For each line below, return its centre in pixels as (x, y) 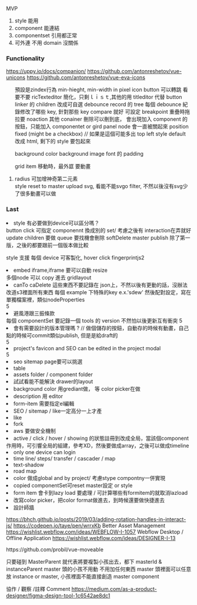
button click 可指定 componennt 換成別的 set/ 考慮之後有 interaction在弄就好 (98, 230)
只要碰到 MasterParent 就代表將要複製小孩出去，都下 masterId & (84, 561)
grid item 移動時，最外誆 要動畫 (53, 166)
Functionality (26, 58)
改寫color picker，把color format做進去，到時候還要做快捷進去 (89, 500)
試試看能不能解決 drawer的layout (54, 381)
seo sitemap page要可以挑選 (48, 361)
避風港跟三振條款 (34, 313)
